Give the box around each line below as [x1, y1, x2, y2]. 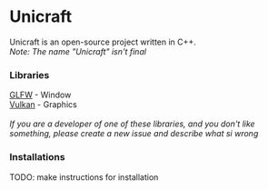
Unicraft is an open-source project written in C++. [9, 36, 197, 47]
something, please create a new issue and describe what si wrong [9, 128, 259, 139]
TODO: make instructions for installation [9, 171, 159, 183]
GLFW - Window [9, 89, 72, 101]
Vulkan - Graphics [9, 99, 77, 110]
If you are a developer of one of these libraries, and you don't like [9, 118, 256, 129]
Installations [9, 151, 65, 164]
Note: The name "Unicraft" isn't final [9, 45, 147, 56]
